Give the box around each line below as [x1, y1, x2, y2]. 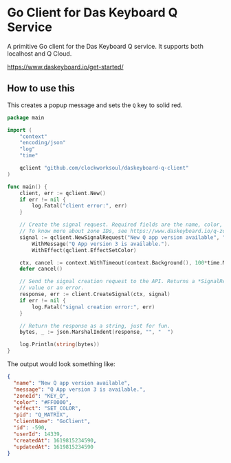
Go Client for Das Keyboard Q [7, 5, 178, 21]
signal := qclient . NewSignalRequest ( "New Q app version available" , [19, 234, 220, 241]
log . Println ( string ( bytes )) [19, 341, 100, 348]
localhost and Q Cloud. [7, 49, 72, 58]
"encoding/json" [19, 139, 67, 146]
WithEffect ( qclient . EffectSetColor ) [32, 247, 137, 253]
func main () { [7, 183, 48, 190]
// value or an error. [19, 284, 85, 291]
